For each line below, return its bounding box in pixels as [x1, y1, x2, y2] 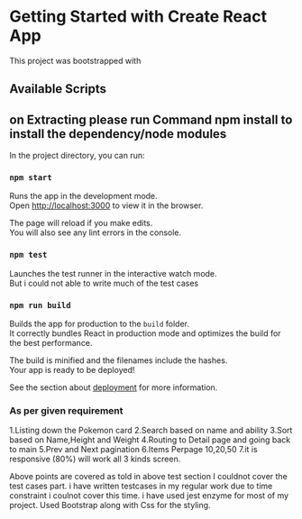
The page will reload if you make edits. [9, 218, 153, 229]
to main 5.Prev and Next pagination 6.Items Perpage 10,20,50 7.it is [9, 444, 259, 455]
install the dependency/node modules [9, 126, 227, 141]
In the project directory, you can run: [9, 150, 145, 161]
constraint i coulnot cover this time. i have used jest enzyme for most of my [9, 490, 289, 501]
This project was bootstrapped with [9, 55, 142, 66]
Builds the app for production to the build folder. [9, 318, 190, 330]
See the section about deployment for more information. [9, 382, 218, 393]
